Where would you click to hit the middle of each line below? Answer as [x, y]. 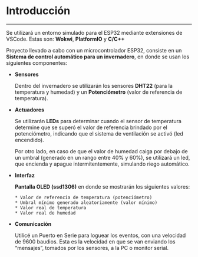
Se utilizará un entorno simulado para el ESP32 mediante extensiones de [94, 32]
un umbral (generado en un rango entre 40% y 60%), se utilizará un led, [102, 157]
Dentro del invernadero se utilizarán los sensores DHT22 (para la [93, 85]
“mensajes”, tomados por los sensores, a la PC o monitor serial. [92, 248]
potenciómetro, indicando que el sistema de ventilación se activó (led [99, 133]
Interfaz [25, 175]
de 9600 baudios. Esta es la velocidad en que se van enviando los [95, 241]
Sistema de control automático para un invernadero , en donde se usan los [98, 57]
